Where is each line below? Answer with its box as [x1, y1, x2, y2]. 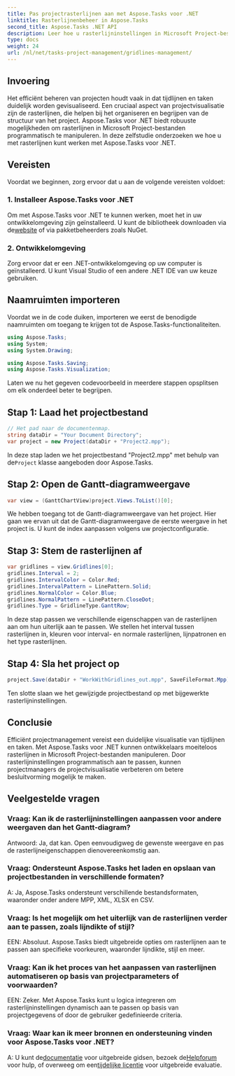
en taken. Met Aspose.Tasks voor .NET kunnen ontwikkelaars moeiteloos [7, 743, 218, 751]
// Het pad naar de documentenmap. [7, 425, 111, 432]
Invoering [7, 75, 50, 88]
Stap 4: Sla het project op [7, 658, 120, 670]
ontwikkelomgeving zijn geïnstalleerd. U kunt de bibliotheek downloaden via [7, 218, 227, 226]
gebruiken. [7, 274, 38, 282]
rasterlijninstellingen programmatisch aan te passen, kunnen [7, 757, 181, 766]
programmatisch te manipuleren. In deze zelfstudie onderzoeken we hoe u [7, 131, 222, 139]
